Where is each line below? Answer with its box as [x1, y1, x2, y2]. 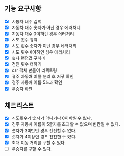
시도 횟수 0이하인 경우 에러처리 [11, 49, 70, 55]
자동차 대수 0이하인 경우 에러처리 [11, 31, 74, 37]
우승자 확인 [11, 86, 33, 92]
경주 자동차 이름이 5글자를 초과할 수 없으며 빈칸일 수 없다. [11, 121, 120, 127]
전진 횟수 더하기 [11, 61, 42, 67]
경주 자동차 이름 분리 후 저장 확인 [11, 74, 74, 79]
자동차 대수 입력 [11, 19, 42, 24]
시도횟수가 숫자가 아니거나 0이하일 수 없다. [11, 115, 93, 121]
